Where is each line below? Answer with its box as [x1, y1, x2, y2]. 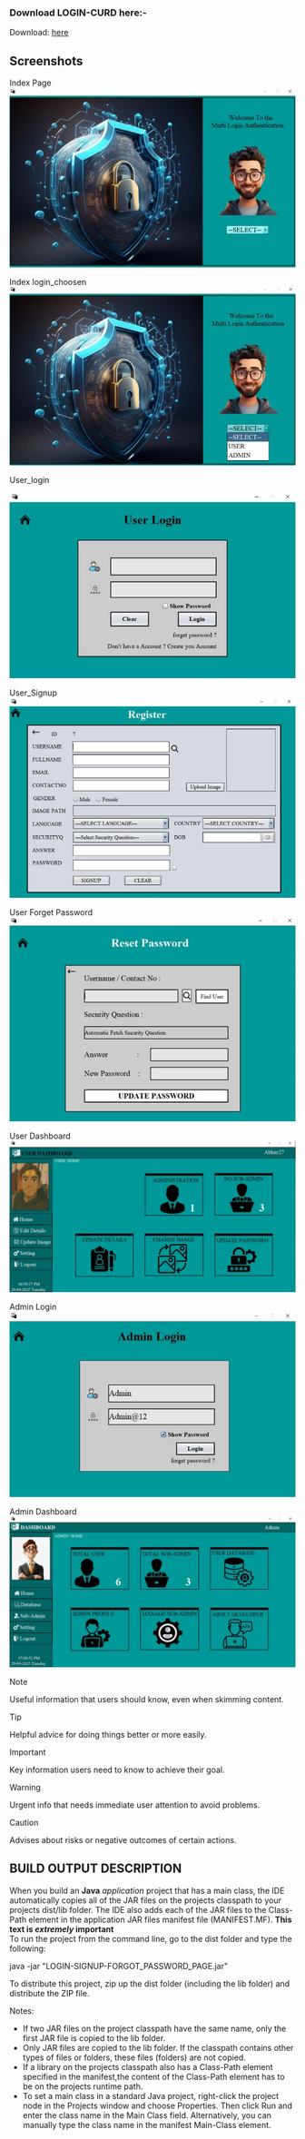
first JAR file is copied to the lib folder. [22, 2032, 166, 2044]
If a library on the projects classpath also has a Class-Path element [22, 2061, 274, 2072]
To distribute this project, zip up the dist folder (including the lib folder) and [9, 1977, 290, 1989]
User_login [9, 475, 50, 486]
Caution [9, 1817, 39, 1828]
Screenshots [9, 53, 84, 69]
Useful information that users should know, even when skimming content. [9, 1693, 284, 1704]
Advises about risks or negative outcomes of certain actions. [9, 1834, 237, 1845]
